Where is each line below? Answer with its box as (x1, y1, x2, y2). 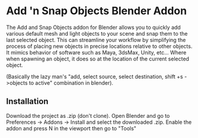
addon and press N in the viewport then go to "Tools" (6, 124, 136, 131)
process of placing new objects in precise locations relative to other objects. (6, 43, 193, 50)
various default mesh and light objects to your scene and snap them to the (6, 30, 188, 37)
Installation (6, 97, 49, 107)
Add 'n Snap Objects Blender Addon (6, 4, 187, 18)
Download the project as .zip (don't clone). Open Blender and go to (6, 112, 170, 119)
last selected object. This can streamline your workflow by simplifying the (6, 36, 186, 43)
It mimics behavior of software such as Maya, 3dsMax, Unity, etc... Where (6, 49, 187, 56)
